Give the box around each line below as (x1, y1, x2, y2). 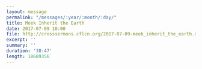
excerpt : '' (6, 37, 36, 43)
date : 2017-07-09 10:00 (6, 25, 66, 32)
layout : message (6, 8, 47, 15)
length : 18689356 (6, 53, 50, 59)
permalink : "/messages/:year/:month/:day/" (6, 14, 117, 20)
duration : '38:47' (6, 48, 52, 54)
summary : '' (6, 43, 36, 49)
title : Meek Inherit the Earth (6, 20, 85, 26)
